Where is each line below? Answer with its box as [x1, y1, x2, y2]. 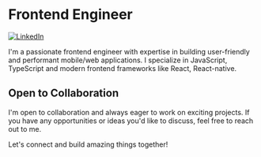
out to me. [8, 124, 42, 133]
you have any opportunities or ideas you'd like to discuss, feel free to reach [8, 116, 254, 125]
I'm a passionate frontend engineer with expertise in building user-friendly [8, 47, 251, 56]
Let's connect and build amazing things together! [8, 140, 168, 149]
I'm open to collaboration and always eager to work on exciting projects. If [8, 107, 251, 117]
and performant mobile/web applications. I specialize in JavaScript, [8, 55, 228, 65]
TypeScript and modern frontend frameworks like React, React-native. [8, 63, 237, 73]
